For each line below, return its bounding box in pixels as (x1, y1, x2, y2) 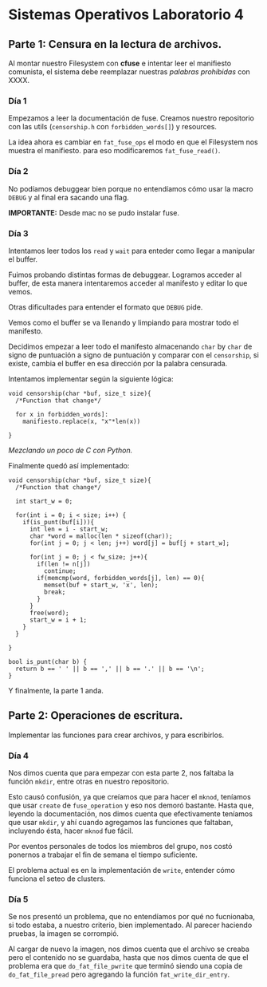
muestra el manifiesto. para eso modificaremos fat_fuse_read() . (8, 146, 221, 156)
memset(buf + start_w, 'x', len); (43, 581, 159, 589)
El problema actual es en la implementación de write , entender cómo (8, 866, 235, 874)
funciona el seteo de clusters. (8, 874, 106, 883)
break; (43, 588, 66, 596)
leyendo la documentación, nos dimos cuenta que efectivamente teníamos (8, 809, 253, 819)
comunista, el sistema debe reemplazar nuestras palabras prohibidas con (8, 67, 251, 77)
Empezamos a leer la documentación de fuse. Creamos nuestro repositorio (8, 113, 255, 123)
